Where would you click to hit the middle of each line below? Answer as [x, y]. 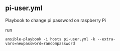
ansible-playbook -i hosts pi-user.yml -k [50, 39]
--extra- [106, 39]
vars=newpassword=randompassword [40, 43]
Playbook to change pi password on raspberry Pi [56, 20]
